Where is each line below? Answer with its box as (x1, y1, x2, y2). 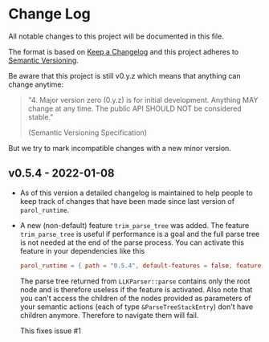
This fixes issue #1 (19, 326, 82, 336)
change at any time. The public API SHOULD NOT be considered (27, 104, 243, 113)
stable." (27, 112, 54, 121)
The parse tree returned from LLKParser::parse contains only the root (19, 276, 251, 286)
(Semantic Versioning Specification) (27, 128, 147, 137)
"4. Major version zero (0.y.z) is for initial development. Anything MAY (27, 95, 259, 104)
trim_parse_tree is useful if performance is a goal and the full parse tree (19, 229, 260, 238)
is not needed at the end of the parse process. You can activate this (19, 238, 245, 247)
